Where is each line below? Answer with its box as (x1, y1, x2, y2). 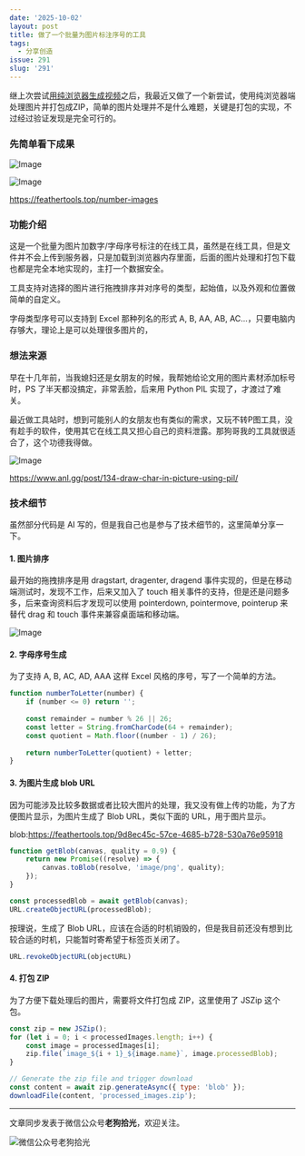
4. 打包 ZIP (9, 973, 50, 983)
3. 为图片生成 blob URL (9, 777, 95, 788)
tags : (9, 38, 30, 48)
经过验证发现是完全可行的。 (16, 113, 121, 124)
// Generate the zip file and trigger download (9, 1074, 193, 1083)
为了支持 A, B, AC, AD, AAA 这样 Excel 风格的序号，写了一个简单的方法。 (9, 671, 281, 682)
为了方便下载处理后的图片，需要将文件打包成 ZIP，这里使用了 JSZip (9, 994, 263, 1005)
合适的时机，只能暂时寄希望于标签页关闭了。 (16, 934, 184, 944)
